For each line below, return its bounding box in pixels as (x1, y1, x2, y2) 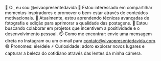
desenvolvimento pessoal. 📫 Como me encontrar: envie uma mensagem (5, 31, 152, 37)
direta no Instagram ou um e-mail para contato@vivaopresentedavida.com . (5, 38, 157, 43)
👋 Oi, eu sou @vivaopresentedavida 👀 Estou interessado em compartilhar (5, 5, 153, 10)
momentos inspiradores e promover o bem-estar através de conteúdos (5, 10, 148, 16)
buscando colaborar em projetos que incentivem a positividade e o (5, 25, 140, 31)
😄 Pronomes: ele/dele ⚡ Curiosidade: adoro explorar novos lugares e (5, 43, 145, 49)
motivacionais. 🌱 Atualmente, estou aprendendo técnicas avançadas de (5, 15, 149, 20)
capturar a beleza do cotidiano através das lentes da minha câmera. (5, 50, 142, 56)
